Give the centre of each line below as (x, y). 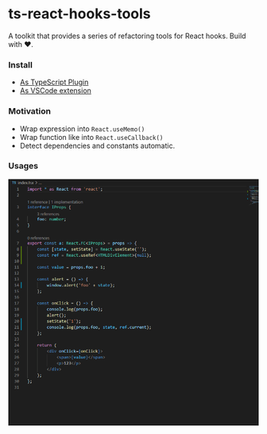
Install (21, 64)
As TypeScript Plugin (54, 82)
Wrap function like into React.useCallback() (91, 137)
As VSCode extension (55, 91)
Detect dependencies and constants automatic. (97, 145)
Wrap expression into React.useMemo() (82, 129)
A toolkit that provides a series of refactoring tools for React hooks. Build (127, 36)
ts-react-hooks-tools (79, 14)
